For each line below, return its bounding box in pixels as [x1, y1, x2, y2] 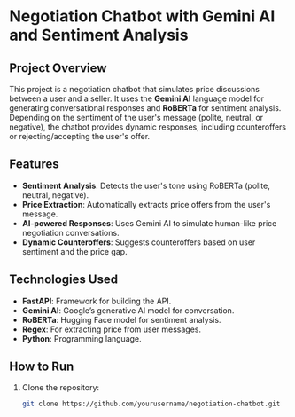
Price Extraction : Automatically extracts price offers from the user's [21, 199, 271, 209]
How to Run [9, 359, 74, 374]
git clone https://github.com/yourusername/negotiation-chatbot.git [21, 399, 281, 409]
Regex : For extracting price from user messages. [21, 324, 202, 334]
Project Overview [9, 60, 107, 75]
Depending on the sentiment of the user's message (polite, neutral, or [9, 113, 264, 122]
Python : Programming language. [21, 333, 142, 343]
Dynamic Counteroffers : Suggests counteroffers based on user [21, 237, 256, 248]
